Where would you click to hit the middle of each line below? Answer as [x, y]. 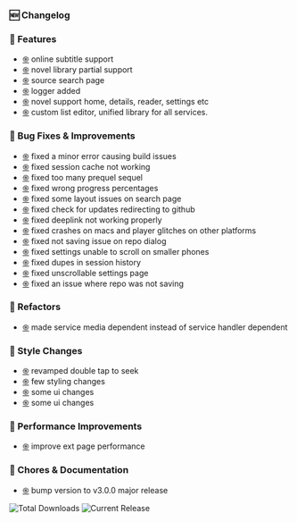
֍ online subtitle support [68, 59]
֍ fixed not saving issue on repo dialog [94, 240]
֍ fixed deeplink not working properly [92, 220]
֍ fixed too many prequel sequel [82, 177]
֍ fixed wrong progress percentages [90, 188]
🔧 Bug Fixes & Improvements [72, 136]
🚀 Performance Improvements [76, 426]
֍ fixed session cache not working [86, 166]
